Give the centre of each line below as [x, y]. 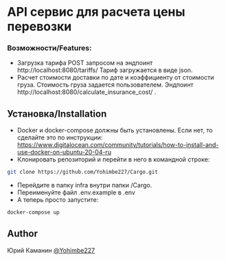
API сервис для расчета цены [96, 12]
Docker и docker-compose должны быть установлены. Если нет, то [115, 130]
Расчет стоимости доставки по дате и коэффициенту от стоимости [115, 78]
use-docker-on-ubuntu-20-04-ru [64, 152]
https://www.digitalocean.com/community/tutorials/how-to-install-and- [118, 145]
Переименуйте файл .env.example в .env [76, 192]
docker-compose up [33, 213]
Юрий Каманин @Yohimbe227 [51, 250]
